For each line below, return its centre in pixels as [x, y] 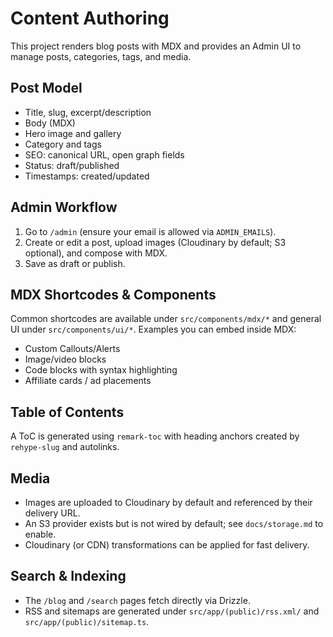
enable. [40, 534]
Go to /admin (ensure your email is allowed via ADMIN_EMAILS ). [150, 231]
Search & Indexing [68, 576]
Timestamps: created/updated [87, 176]
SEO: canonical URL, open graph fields [104, 154]
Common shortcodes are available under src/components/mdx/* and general [166, 319]
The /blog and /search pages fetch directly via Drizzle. [137, 600]
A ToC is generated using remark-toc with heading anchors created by [155, 436]
